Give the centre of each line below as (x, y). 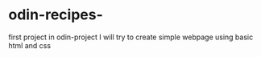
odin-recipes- (56, 15)
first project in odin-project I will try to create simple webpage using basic (131, 37)
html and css (29, 45)
